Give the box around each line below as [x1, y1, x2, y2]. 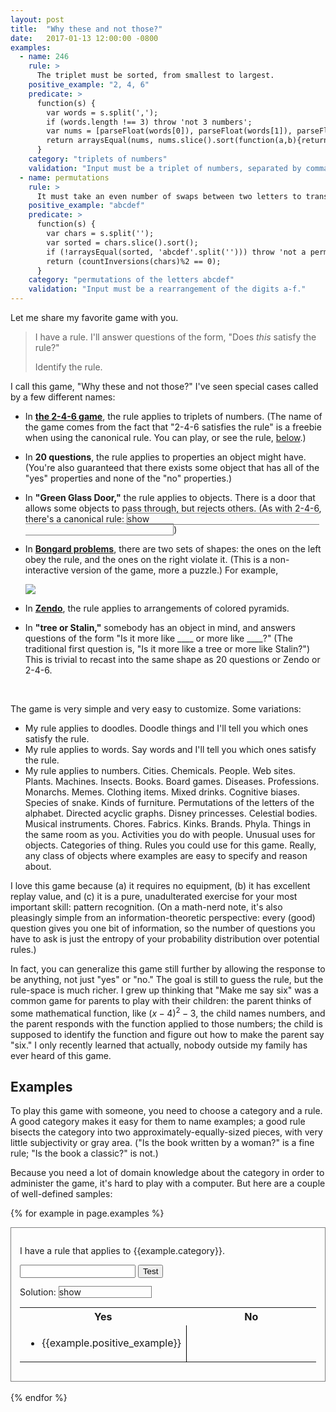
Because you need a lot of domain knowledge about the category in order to [10, 1167, 325, 1179]
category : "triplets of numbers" [28, 154, 168, 164]
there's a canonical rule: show [24, 513, 150, 525]
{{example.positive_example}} [41, 1336, 182, 1350]
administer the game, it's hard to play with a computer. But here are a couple [10, 1177, 326, 1190]
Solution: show [19, 1286, 82, 1298]
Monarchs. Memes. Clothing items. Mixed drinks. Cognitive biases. [24, 786, 300, 798]
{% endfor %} [10, 1392, 68, 1404]
